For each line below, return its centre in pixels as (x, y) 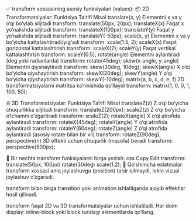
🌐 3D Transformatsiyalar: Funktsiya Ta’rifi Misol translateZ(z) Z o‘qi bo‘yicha (97, 103)
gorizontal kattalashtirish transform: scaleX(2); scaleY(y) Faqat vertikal (91, 48)
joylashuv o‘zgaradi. (30, 177)
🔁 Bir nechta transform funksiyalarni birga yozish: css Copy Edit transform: (96, 158)
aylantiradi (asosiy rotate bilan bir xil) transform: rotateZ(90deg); (83, 134)
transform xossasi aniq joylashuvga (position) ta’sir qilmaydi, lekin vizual (93, 171)
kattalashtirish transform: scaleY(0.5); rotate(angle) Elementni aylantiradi (93, 54)
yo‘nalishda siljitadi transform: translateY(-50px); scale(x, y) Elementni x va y (98, 36)
